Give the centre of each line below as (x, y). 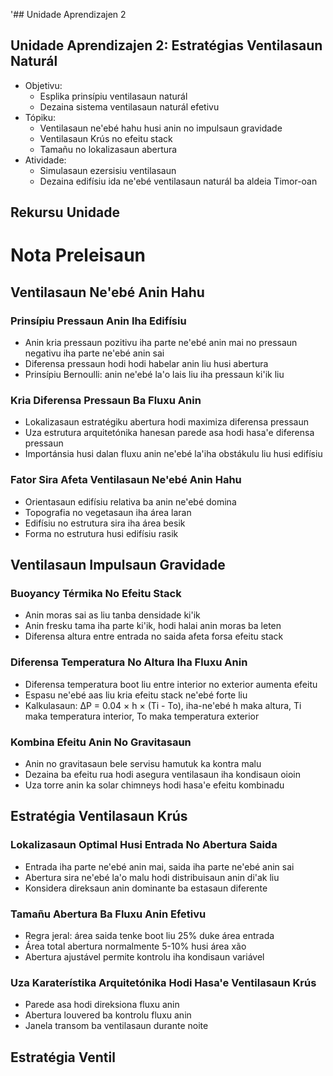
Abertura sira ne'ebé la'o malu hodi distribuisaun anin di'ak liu (152, 877)
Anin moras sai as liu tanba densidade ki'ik (112, 615)
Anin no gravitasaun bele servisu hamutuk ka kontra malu (143, 763)
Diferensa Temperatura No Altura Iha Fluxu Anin (129, 662)
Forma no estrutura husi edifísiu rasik (101, 533)
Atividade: (45, 160)
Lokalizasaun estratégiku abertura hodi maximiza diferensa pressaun (166, 422)
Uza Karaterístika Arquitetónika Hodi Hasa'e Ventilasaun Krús (163, 982)
